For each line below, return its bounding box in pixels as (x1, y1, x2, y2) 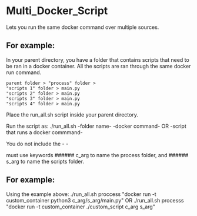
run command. (6, 69, 42, 76)
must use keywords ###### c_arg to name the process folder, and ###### (6, 151, 189, 158)
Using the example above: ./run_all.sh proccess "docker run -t (6, 190, 157, 198)
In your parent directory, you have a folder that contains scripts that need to (6, 56, 189, 63)
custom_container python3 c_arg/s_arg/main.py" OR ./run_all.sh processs (6, 197, 184, 204)
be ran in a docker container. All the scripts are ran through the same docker (6, 62, 191, 69)
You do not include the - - (6, 140, 69, 147)
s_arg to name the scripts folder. (6, 158, 84, 165)
